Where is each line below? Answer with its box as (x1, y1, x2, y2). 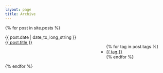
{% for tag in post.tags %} (106, 44, 159, 49)
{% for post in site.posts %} (5, 25, 61, 30)
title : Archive (5, 12, 36, 16)
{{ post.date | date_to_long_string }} (5, 34, 77, 40)
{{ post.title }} (5, 39, 33, 45)
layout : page (5, 7, 32, 12)
